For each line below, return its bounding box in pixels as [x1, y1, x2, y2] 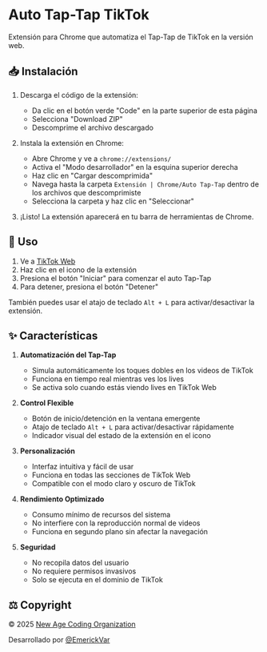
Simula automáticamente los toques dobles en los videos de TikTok [31, 366, 253, 376]
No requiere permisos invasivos [31, 566, 137, 576]
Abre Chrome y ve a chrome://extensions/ [31, 154, 172, 163]
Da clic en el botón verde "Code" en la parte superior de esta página [31, 106, 257, 115]
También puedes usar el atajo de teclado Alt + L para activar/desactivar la [8, 297, 255, 307]
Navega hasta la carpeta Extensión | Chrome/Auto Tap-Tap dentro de [31, 179, 260, 189]
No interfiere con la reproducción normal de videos [31, 518, 201, 528]
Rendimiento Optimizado [19, 494, 105, 504]
